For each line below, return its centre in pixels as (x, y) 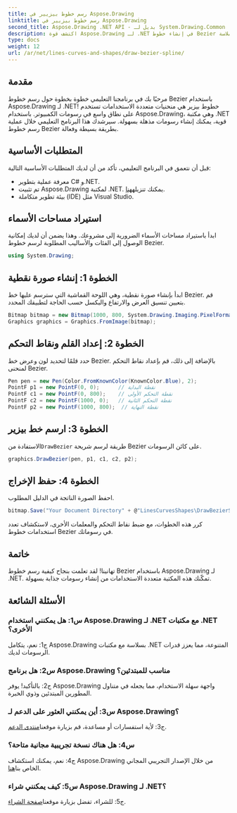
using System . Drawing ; (41, 256)
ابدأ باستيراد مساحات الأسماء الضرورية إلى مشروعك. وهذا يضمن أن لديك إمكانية (112, 235)
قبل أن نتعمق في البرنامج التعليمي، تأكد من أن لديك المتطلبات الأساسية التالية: (110, 168)
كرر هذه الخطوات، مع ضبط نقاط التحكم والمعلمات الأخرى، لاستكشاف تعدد (105, 524)
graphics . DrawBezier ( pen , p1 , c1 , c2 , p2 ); (73, 459)
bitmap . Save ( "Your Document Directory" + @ (73, 511)
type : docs (24, 40)
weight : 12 (24, 46)
